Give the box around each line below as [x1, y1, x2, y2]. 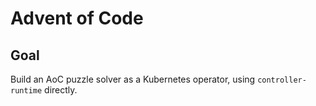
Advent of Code [10, 7, 144, 30]
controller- [257, 75, 307, 85]
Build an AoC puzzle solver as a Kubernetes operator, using [10, 73, 256, 85]
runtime [10, 86, 43, 96]
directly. [44, 84, 78, 96]
